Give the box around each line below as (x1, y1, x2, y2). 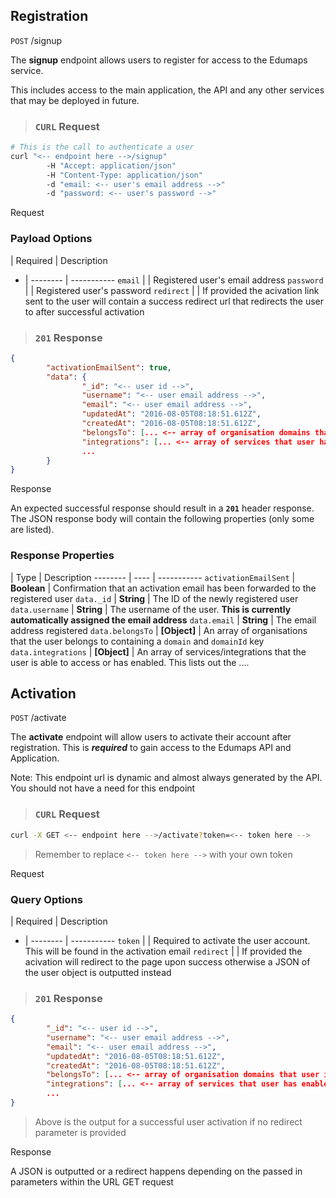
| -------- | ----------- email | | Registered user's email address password (24, 274, 324, 286)
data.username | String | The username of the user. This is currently (10, 603, 292, 615)
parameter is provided (34, 1126, 127, 1138)
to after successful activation (24, 305, 145, 318)
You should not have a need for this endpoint (10, 782, 196, 794)
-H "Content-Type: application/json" (46, 170, 203, 180)
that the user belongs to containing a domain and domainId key (10, 635, 265, 647)
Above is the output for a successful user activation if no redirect (34, 1115, 303, 1128)
